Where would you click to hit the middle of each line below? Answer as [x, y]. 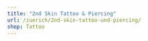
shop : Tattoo [26, 26]
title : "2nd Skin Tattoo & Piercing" [62, 14]
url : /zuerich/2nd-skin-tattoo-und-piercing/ [74, 20]
